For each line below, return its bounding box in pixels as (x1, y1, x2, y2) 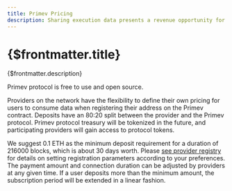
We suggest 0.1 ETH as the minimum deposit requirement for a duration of (7, 140, 219, 148)
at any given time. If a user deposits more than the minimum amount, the (7, 169, 215, 177)
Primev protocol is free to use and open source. (7, 83, 144, 91)
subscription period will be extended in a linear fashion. (7, 176, 166, 185)
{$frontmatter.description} (7, 69, 83, 78)
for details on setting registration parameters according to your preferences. (7, 154, 226, 163)
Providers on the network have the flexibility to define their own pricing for (7, 97, 220, 105)
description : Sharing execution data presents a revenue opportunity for (7, 17, 226, 24)
